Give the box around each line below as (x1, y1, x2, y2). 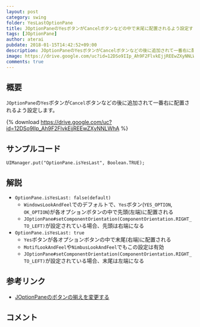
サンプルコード (6, 144, 61, 154)
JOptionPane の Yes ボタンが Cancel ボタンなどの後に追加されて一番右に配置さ (6, 99, 190, 106)
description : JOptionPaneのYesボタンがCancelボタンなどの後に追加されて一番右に (6, 48, 192, 54)
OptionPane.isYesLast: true (14, 230, 85, 236)
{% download (6, 119, 40, 126)
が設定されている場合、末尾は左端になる (45, 257, 145, 264)
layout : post (6, 8, 39, 15)
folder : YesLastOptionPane (6, 20, 73, 26)
